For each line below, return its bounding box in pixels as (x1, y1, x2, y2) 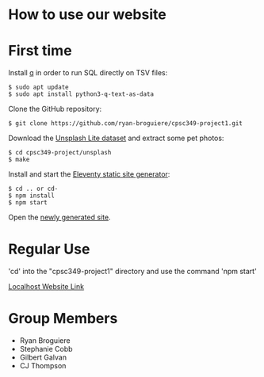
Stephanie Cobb (19, 345, 73, 353)
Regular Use (8, 240, 90, 258)
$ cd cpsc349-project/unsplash (8, 149, 112, 157)
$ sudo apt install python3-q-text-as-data (8, 90, 155, 98)
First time (8, 42, 73, 60)
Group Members (8, 310, 118, 328)
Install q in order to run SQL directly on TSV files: (8, 68, 168, 78)
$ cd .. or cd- (8, 185, 59, 193)
